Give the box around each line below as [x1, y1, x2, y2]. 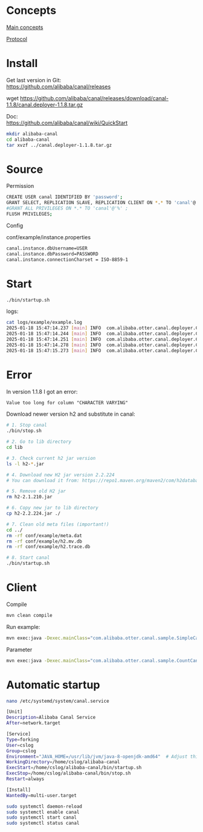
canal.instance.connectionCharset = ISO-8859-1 [6, 256, 129, 263]
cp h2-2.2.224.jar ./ [6, 511, 61, 517]
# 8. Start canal [6, 555, 50, 561]
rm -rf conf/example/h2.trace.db [6, 544, 91, 550]
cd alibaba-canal [6, 137, 50, 143]
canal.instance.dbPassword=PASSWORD [6, 251, 98, 257]
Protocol [6, 35, 27, 42]
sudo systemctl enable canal [6, 809, 80, 815]
